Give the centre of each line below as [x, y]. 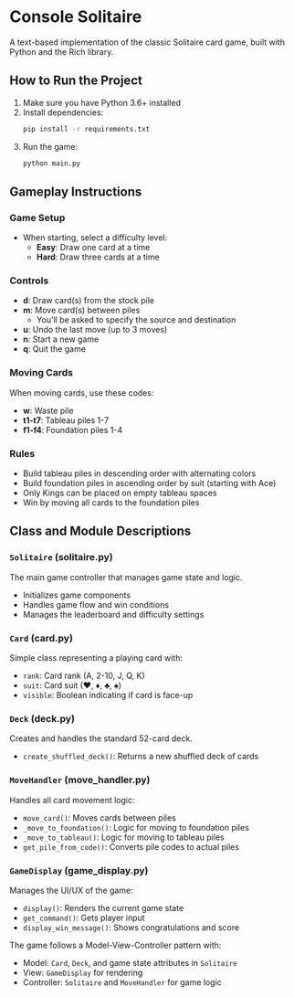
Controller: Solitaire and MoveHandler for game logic [122, 982]
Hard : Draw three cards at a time [98, 257]
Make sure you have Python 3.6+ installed [101, 102]
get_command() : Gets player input [84, 917]
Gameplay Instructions [76, 191]
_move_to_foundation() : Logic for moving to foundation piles [136, 827]
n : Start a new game [61, 339]
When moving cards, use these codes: [82, 392]
